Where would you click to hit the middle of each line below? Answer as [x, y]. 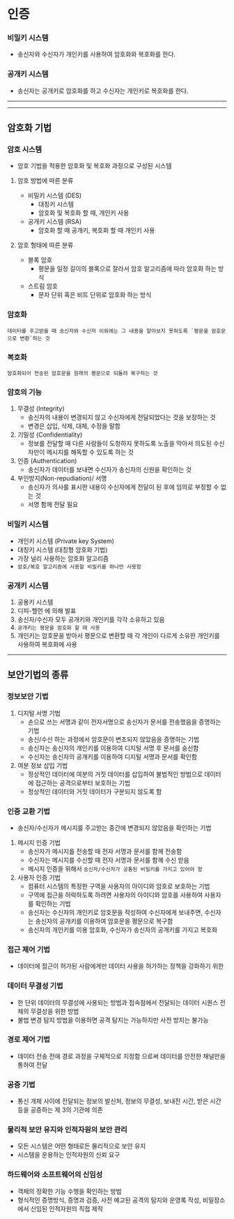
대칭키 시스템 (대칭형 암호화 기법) [62, 550]
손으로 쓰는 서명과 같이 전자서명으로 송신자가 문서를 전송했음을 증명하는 [124, 722]
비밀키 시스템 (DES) [55, 195]
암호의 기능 [25, 392]
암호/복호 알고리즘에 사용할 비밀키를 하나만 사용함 [79, 567]
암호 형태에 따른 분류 [45, 245]
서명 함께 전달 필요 [53, 505]
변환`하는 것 [35, 338]
